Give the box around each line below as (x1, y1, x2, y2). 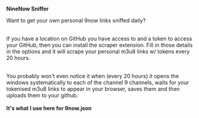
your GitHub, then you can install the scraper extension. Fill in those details (6, 42, 193, 48)
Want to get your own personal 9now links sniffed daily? (6, 17, 146, 24)
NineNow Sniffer (6, 5, 49, 12)
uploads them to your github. (6, 92, 79, 99)
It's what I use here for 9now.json (6, 105, 92, 111)
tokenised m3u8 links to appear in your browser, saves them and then (6, 85, 180, 93)
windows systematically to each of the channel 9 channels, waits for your (6, 79, 189, 86)
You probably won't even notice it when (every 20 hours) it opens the (6, 73, 180, 79)
